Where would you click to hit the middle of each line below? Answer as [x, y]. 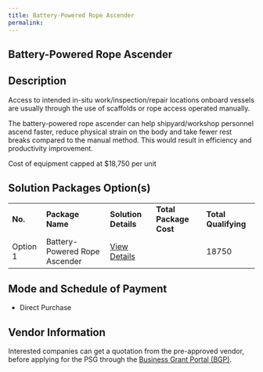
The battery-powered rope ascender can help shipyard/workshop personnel [131, 123]
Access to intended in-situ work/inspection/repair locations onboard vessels [131, 99]
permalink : [26, 23]
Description [37, 81]
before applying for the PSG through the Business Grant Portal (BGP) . [120, 359]
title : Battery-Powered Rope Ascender [71, 15]
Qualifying [226, 224]
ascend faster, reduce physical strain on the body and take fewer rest [120, 132]
